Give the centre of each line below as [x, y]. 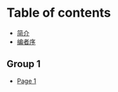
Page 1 [26, 81]
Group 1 [24, 64]
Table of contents [59, 13]
